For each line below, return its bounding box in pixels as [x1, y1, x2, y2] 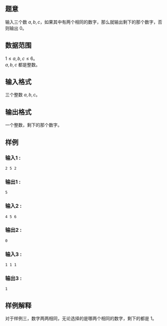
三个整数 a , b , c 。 [5, 92, 40, 98]
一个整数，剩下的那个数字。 [5, 122, 62, 128]
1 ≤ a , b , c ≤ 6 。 [5, 55, 38, 61]
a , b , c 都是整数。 [5, 61, 40, 67]
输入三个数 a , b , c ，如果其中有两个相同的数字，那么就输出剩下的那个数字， [5, 19, 158, 25]
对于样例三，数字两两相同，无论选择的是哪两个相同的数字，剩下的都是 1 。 [5, 316, 157, 322]
